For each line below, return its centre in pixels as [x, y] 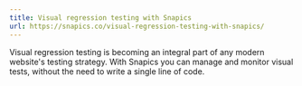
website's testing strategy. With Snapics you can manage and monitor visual [151, 62]
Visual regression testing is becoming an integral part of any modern [137, 52]
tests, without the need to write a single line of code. [107, 71]
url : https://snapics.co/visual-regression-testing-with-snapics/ [137, 26]
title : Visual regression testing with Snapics [101, 18]
